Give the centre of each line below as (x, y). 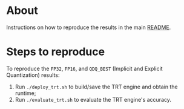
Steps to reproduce (55, 52)
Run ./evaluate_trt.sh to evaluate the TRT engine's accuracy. (93, 99)
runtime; (25, 93)
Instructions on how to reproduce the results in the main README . (89, 27)
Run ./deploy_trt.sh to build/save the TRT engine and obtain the (96, 87)
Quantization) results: (33, 75)
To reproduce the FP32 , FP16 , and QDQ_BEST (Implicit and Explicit (84, 68)
